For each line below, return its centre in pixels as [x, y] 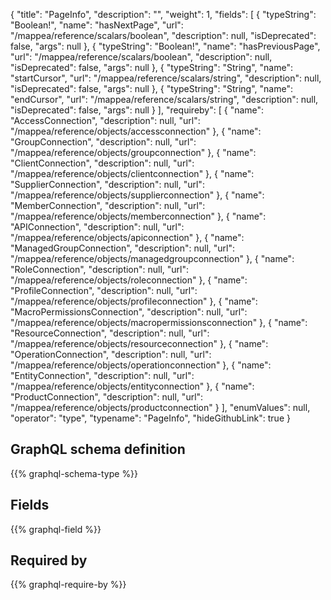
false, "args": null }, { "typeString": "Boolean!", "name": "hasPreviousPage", [165, 46]
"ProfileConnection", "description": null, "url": [104, 290]
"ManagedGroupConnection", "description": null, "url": [122, 248]
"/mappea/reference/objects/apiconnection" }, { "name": [127, 237]
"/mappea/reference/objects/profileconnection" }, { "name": [134, 301]
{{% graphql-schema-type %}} [74, 473]
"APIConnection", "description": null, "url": [97, 227]
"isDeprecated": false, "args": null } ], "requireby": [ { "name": [137, 110]
